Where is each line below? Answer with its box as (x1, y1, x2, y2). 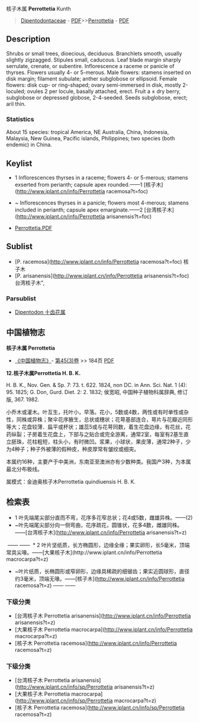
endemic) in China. (6, 141, 52, 148)
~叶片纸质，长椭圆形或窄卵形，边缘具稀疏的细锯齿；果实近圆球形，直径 (14, 568, 190, 575)
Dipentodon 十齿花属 (14, 309, 66, 316)
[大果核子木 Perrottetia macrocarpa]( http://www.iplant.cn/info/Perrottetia (14, 626, 193, 633)
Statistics (6, 115, 34, 123)
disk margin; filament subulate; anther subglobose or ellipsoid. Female (6, 75, 178, 82)
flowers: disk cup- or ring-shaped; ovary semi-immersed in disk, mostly (6, 81, 182, 88)
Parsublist (6, 294, 37, 302)
